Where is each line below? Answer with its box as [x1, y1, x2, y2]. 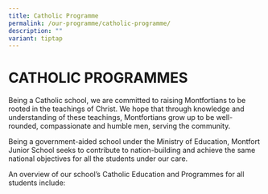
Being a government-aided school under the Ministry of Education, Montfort [8, 137, 260, 147]
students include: [8, 178, 66, 188]
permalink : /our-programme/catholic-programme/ [8, 19, 171, 27]
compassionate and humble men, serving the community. [39, 122, 231, 131]
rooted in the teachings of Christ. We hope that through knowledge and [8, 104, 245, 114]
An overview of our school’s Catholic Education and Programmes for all [8, 170, 245, 180]
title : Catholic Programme [8, 11, 99, 20]
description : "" [8, 27, 63, 35]
